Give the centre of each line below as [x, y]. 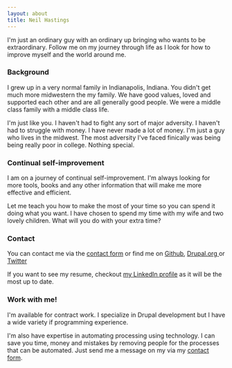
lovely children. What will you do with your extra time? [84, 221]
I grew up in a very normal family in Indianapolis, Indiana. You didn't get [109, 87]
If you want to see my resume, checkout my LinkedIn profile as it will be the [115, 275]
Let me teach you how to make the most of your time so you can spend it [111, 206]
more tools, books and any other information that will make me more [105, 185]
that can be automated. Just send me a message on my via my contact [108, 350]
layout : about [28, 13]
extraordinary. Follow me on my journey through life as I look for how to [109, 47]
